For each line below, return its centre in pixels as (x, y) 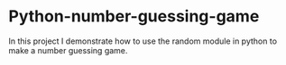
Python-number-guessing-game (134, 16)
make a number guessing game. (68, 50)
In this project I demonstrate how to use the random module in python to (143, 41)
